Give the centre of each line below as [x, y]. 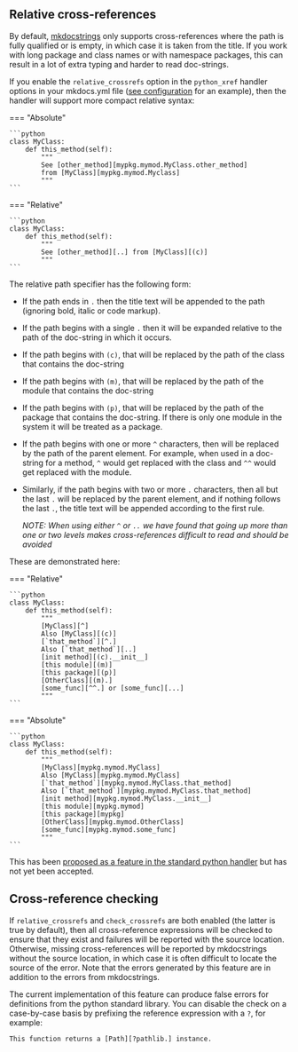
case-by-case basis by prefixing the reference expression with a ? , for [137, 1013]
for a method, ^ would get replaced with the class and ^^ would [161, 463]
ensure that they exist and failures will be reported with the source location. [147, 939]
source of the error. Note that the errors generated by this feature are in [140, 968]
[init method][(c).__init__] [95, 657]
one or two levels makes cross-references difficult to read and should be [155, 534]
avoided [37, 544]
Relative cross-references [83, 15]
